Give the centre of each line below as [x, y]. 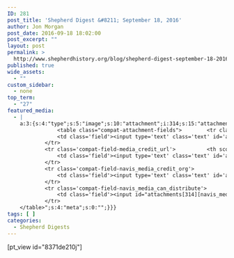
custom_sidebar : [31, 85]
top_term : [22, 98]
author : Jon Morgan [36, 26]
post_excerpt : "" [32, 40]
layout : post [26, 46]
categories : [24, 220]
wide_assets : [26, 72]
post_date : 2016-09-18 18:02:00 [54, 33]
